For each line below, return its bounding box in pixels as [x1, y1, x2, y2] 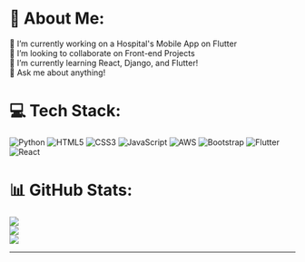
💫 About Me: [9, 8, 105, 29]
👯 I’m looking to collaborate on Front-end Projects [9, 47, 195, 58]
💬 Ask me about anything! [9, 67, 106, 78]
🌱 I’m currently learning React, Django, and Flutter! [9, 57, 199, 68]
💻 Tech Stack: [9, 101, 122, 121]
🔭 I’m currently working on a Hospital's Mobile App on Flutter [9, 38, 238, 49]
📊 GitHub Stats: [9, 180, 133, 200]
